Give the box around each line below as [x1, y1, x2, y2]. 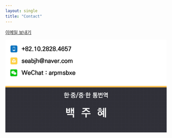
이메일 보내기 [5, 29, 32, 35]
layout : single [5, 8, 38, 13]
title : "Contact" [5, 13, 42, 19]
